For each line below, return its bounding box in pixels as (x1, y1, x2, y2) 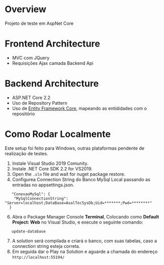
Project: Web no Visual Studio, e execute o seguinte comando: (12, 219, 143, 225)
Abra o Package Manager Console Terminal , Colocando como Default (12, 213, 159, 219)
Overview (5, 4, 47, 15)
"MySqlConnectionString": (14, 196, 69, 201)
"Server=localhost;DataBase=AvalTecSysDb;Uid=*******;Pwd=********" (5, 200, 152, 205)
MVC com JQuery (12, 55, 50, 61)
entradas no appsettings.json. (12, 182, 74, 188)
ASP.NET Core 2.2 (12, 95, 51, 101)
